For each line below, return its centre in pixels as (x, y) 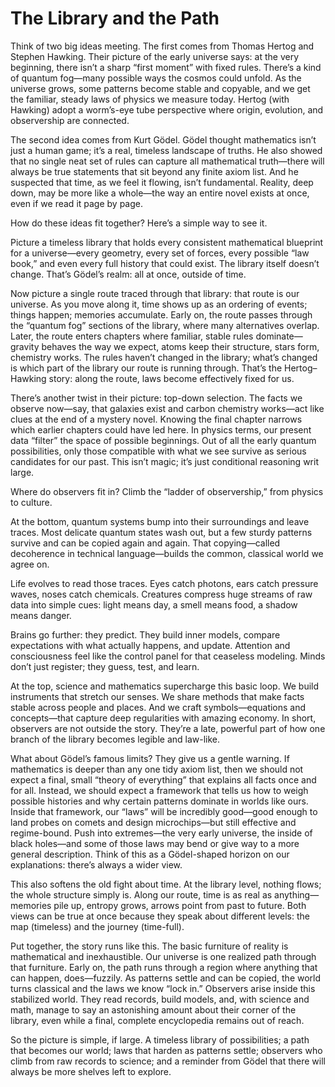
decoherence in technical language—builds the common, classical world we (167, 553)
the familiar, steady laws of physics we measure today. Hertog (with (150, 99)
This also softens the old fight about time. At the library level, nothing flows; (166, 884)
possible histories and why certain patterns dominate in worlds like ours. (159, 801)
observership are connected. (70, 120)
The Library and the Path (115, 18)
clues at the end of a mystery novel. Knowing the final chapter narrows (156, 419)
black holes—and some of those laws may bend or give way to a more (155, 843)
